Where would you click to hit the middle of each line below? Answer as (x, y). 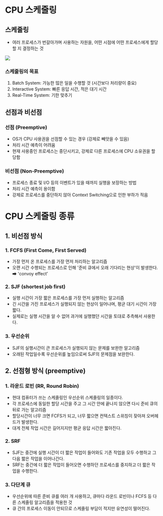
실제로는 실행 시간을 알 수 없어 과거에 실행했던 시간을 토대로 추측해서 (77, 316)
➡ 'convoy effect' (30, 274)
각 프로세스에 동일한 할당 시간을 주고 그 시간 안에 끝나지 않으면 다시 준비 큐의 (85, 404)
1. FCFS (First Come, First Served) (46, 250)
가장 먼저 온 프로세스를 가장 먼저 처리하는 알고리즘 (60, 262)
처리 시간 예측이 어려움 (34, 145)
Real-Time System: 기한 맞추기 (42, 95)
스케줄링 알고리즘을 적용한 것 (45, 502)
